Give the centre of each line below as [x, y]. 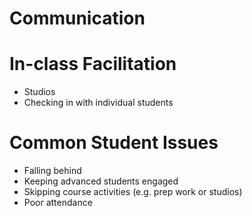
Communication [77, 18]
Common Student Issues [114, 143]
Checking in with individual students [98, 103]
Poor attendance [58, 203]
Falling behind [52, 171]
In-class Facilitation [93, 64]
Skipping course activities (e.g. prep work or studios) [133, 192]
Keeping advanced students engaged [101, 181]
